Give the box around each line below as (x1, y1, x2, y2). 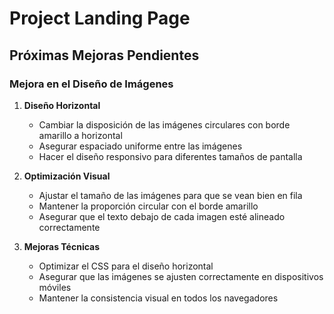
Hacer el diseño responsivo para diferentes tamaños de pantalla (38, 150, 303, 162)
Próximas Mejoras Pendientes (9, 47, 200, 64)
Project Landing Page (9, 7, 191, 30)
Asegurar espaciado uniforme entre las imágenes (38, 140, 243, 152)
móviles (38, 281, 72, 293)
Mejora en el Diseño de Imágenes (9, 77, 174, 91)
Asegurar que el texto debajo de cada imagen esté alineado (38, 210, 286, 222)
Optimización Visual (23, 170, 111, 182)
